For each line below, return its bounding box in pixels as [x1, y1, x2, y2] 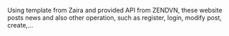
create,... [7, 21, 33, 29]
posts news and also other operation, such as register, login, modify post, [7, 13, 222, 22]
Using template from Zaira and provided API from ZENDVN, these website [7, 6, 223, 14]
